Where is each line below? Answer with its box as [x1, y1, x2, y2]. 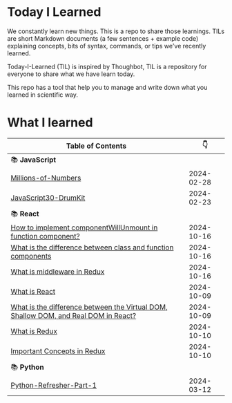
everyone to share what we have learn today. [7, 70, 135, 78]
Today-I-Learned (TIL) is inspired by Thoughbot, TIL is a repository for [7, 62, 207, 71]
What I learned [7, 115, 93, 131]
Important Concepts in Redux [10, 346, 106, 356]
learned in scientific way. [7, 91, 78, 99]
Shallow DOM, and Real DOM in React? [10, 310, 137, 320]
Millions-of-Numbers [10, 173, 81, 182]
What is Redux [10, 326, 57, 336]
